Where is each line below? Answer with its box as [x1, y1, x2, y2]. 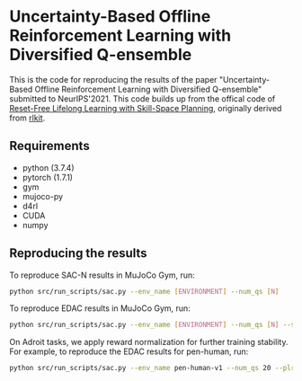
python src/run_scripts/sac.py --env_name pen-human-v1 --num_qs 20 [9, 364, 271, 373]
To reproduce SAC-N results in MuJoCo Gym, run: [9, 270, 195, 280]
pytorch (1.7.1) [22, 172, 74, 182]
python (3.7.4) [22, 162, 75, 173]
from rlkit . [9, 112, 46, 123]
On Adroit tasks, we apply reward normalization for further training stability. [9, 337, 289, 348]
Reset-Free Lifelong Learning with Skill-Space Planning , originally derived [9, 102, 282, 113]
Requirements [9, 138, 90, 154]
